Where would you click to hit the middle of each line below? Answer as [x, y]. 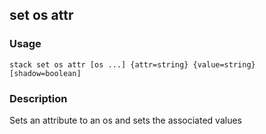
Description [38, 98]
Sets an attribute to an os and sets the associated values [125, 120]
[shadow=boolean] [45, 73]
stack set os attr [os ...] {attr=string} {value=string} [132, 64]
